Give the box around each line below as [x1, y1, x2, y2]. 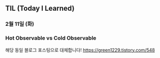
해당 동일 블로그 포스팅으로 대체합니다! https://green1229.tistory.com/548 [5, 47, 155, 53]
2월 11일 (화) [5, 21, 34, 28]
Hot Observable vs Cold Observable [5, 34, 97, 42]
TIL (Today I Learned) [5, 4, 75, 13]
